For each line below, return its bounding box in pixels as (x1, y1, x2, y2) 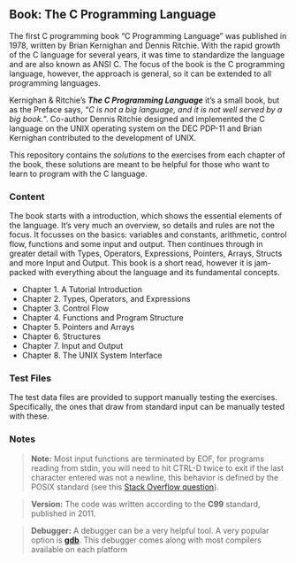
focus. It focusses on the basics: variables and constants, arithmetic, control (9, 229, 287, 240)
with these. (9, 411, 50, 421)
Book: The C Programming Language (9, 7, 216, 22)
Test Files (9, 372, 51, 384)
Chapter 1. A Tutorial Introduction (21, 284, 143, 295)
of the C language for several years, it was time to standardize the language (9, 49, 285, 60)
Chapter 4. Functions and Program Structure (21, 312, 184, 323)
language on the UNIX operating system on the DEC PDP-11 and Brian (9, 123, 262, 134)
